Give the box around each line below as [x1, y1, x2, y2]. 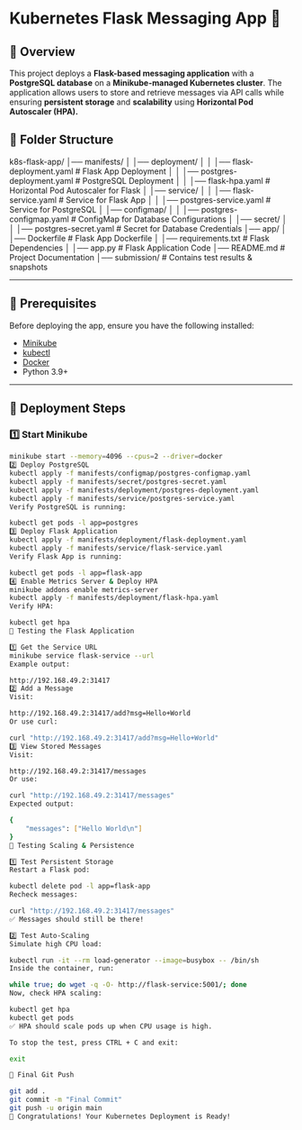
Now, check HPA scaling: [9, 989, 102, 998]
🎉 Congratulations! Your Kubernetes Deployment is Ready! [9, 1112, 231, 1121]
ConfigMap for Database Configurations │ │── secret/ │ [77, 214, 288, 224]
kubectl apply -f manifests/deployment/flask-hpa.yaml [9, 594, 219, 603]
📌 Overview [9, 44, 75, 59]
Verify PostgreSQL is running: [9, 502, 127, 512]
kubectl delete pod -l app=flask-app [9, 882, 151, 891]
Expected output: [9, 799, 75, 809]
